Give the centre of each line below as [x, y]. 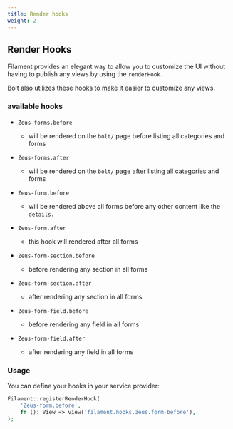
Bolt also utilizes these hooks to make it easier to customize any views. [112, 88]
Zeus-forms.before [45, 123]
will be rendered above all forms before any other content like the [124, 206]
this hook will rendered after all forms [83, 241]
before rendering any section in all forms [88, 269]
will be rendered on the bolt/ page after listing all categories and [124, 171]
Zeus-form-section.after [55, 283]
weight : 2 [22, 21]
